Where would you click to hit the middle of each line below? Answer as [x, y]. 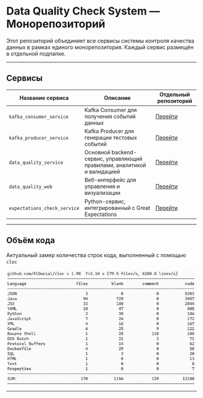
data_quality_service [36, 162]
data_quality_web [31, 187]
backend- [124, 152]
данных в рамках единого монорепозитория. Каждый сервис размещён [100, 47]
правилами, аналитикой [115, 165]
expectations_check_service [44, 208]
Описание [117, 97]
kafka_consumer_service [39, 117]
